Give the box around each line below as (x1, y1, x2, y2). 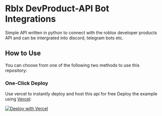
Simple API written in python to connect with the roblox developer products (5, 29, 157, 35)
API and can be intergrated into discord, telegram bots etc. (5, 35, 124, 41)
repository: (5, 67, 27, 73)
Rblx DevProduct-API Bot (5, 3, 109, 14)
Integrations (5, 13, 56, 25)
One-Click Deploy (5, 80, 49, 87)
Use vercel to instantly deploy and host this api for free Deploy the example (5, 91, 158, 97)
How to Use (5, 49, 41, 58)
